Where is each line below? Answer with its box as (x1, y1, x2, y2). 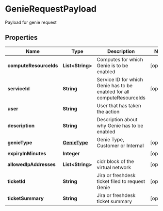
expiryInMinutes (7, 150, 47, 157)
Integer (63, 150, 80, 157)
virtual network (97, 164, 131, 171)
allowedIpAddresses (7, 161, 56, 168)
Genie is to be (97, 62, 129, 69)
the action (97, 108, 120, 115)
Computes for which (97, 56, 143, 63)
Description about (97, 116, 138, 123)
